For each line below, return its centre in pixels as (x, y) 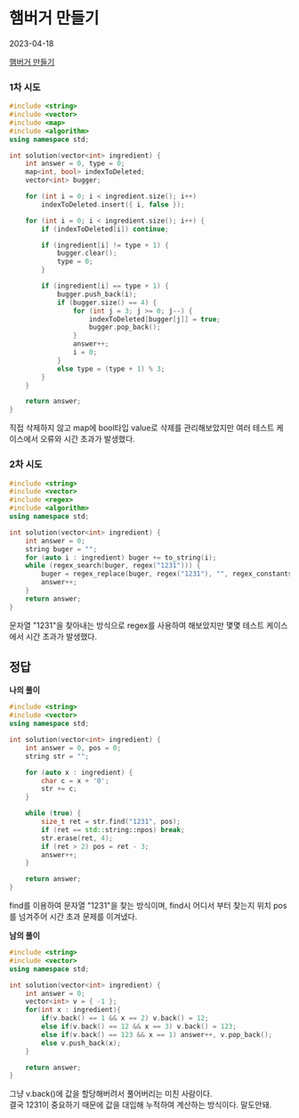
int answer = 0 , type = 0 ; (75, 164)
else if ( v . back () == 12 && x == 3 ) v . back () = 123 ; (139, 1027)
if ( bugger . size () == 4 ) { (107, 302)
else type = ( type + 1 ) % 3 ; (111, 369)
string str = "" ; (57, 756)
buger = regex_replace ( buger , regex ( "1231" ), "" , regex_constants (167, 574)
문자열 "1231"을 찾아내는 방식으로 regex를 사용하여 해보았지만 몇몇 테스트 (137, 625)
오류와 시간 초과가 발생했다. (87, 439)
